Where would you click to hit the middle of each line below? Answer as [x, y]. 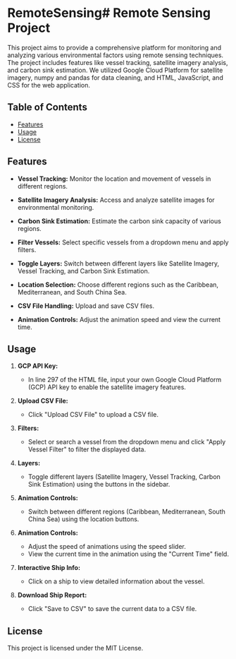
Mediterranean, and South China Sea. [72, 292]
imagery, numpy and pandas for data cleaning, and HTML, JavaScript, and [115, 77]
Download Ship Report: [52, 595]
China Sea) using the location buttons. [83, 519]
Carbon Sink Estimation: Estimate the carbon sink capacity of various [119, 221]
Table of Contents [48, 107]
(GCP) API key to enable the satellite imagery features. [107, 387]
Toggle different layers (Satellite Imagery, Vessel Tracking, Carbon [124, 477]
